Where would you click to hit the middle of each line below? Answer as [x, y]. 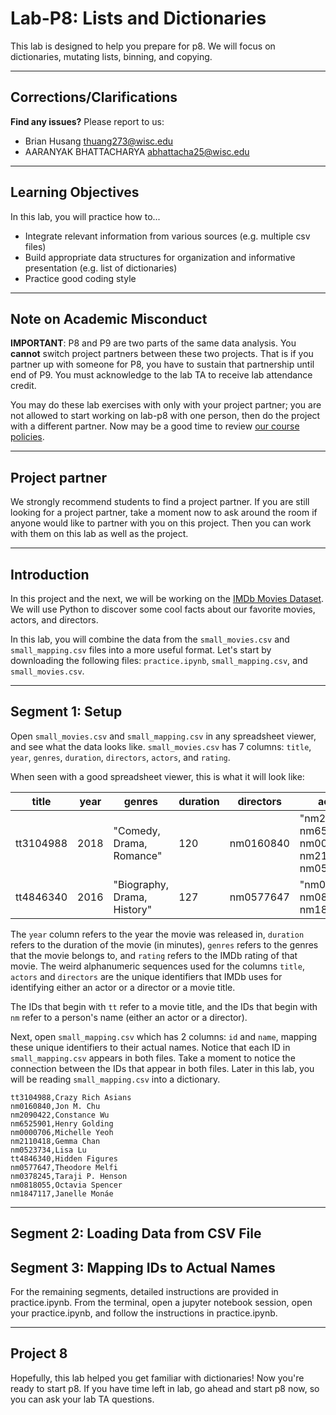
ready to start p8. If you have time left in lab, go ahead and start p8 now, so [165, 1388]
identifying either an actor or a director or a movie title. [123, 987]
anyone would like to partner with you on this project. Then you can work [161, 523]
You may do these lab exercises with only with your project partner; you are [166, 405]
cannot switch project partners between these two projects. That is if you [162, 354]
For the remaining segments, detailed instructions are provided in [144, 1292]
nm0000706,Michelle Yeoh [62, 1132]
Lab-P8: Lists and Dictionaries [138, 18]
